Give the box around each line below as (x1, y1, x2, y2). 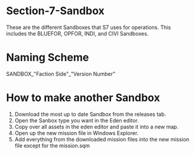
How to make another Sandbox (6, 91, 161, 105)
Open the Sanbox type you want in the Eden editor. (14, 117, 139, 124)
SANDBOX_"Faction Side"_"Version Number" (6, 70, 116, 77)
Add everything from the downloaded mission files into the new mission (14, 135, 190, 143)
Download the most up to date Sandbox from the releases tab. (14, 111, 167, 118)
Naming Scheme (6, 51, 89, 64)
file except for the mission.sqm (14, 142, 90, 149)
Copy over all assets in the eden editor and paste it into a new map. (14, 123, 179, 130)
